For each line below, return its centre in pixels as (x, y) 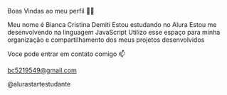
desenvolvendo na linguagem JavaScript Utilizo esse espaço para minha (114, 32)
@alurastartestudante (39, 84)
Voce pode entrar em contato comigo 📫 (67, 54)
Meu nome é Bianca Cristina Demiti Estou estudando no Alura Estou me (112, 24)
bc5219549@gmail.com (42, 70)
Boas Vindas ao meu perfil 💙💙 (51, 11)
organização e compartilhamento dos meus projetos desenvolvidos (106, 40)
